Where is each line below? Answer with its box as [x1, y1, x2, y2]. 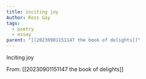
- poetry [12, 26, 34, 32]
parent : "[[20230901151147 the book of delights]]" [6, 37, 141, 43]
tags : [6, 20, 20, 26]
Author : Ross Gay [6, 15, 51, 21]
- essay [12, 32, 32, 38]
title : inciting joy [6, 9, 59, 15]
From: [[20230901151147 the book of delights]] [6, 66, 124, 73]
